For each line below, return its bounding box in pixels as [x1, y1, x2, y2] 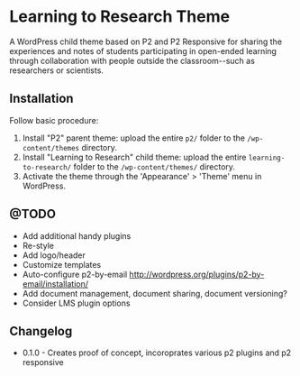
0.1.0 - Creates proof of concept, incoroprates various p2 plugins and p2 [22, 347, 292, 358]
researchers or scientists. [9, 65, 104, 76]
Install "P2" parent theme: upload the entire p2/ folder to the [22, 133, 246, 143]
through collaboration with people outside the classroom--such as [9, 55, 255, 66]
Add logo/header [22, 250, 86, 261]
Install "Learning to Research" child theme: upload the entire [22, 151, 247, 162]
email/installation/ [22, 278, 88, 289]
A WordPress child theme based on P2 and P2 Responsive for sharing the [9, 36, 282, 47]
